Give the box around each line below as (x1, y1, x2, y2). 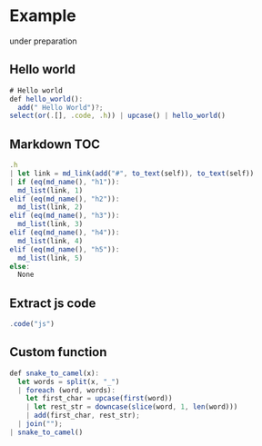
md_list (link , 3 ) (17, 220, 84, 229)
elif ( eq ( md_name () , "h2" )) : (9, 194, 120, 203)
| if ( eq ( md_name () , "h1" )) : (9, 177, 120, 186)
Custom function (9, 344, 107, 360)
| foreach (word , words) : (17, 385, 116, 395)
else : (9, 262, 30, 271)
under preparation (9, 35, 77, 46)
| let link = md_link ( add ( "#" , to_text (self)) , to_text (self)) (9, 169, 255, 178)
